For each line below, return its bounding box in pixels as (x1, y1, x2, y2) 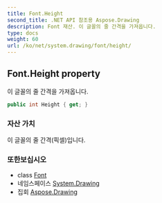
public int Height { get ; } (7, 101, 89, 108)
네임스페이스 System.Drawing (17, 179, 100, 188)
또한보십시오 (7, 155, 47, 164)
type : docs (7, 29, 39, 37)
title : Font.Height (7, 10, 64, 17)
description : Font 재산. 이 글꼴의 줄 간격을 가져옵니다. (7, 23, 156, 30)
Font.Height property (7, 68, 100, 80)
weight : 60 (7, 36, 39, 43)
